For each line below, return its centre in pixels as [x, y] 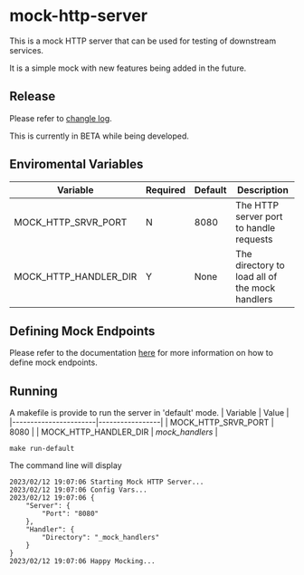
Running [34, 391]
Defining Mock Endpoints [82, 331]
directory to [260, 265]
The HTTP [257, 205]
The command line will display [66, 465]
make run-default [42, 449]
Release [33, 96]
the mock [255, 288]
